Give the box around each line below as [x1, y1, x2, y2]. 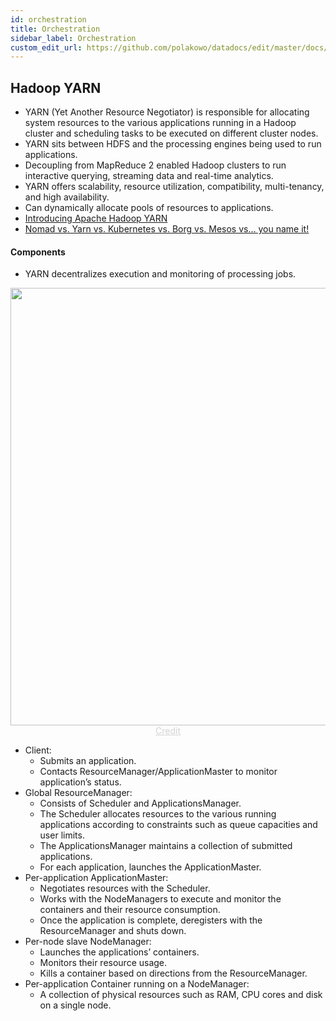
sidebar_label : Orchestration [10, 33, 137, 43]
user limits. [39, 829, 85, 841]
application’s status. [39, 776, 122, 788]
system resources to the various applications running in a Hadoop [24, 117, 297, 129]
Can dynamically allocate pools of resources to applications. [24, 202, 274, 214]
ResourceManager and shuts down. [39, 925, 187, 937]
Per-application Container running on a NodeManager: [24, 978, 250, 990]
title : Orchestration [10, 24, 101, 34]
